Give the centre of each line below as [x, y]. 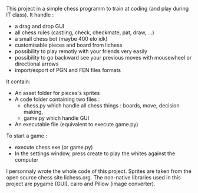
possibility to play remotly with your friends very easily [81, 51]
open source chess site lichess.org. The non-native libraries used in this [93, 177]
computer [27, 160]
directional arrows [37, 64]
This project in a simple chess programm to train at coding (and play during [98, 9]
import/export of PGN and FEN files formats [68, 70]
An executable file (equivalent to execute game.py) [76, 124]
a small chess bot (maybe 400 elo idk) [61, 39]
